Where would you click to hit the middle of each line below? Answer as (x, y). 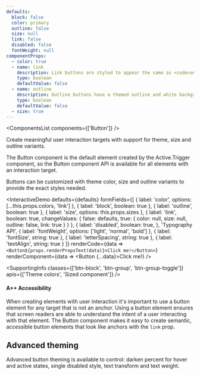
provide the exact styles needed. (46, 188)
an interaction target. (32, 170)
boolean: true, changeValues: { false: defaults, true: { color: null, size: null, (97, 218)
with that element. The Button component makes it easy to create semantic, (99, 320)
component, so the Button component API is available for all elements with (97, 164)
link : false (26, 39)
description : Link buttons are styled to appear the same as (94, 73)
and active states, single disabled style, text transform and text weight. (93, 366)
